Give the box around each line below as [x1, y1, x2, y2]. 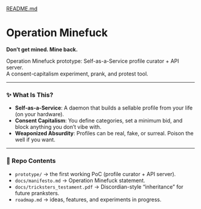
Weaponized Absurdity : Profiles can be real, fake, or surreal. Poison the [14, 130, 194, 137]
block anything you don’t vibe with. [14, 123, 102, 131]
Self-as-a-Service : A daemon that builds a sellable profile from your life [14, 104, 193, 111]
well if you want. [14, 136, 56, 143]
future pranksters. [14, 189, 60, 196]
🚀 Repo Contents [6, 157, 56, 165]
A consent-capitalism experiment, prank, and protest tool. [6, 70, 148, 77]
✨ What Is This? [6, 90, 54, 99]
